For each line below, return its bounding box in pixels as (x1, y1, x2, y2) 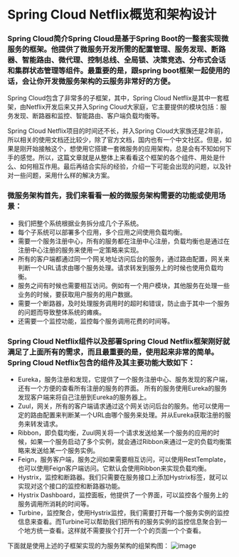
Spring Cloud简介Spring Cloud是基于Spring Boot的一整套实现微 (7, 33, 229, 43)
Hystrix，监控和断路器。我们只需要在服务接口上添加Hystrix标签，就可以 (17, 473, 228, 482)
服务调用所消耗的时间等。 (17, 499, 93, 509)
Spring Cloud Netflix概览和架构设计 (7, 6, 217, 23)
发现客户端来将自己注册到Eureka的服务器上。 (17, 393, 151, 402)
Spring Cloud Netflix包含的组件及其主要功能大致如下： (7, 357, 196, 367)
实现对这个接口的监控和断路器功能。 (17, 482, 124, 491)
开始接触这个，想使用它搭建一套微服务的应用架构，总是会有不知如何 (26, 144, 225, 153)
